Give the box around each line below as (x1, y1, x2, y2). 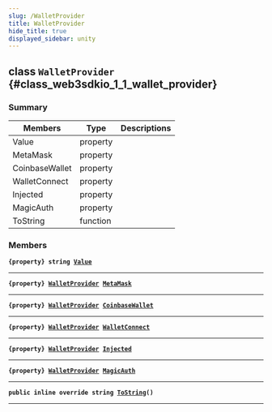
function (79, 215, 112, 226)
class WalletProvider (8, 64, 115, 78)
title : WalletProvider (8, 19, 85, 28)
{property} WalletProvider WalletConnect (8, 324, 151, 332)
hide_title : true (8, 27, 67, 35)
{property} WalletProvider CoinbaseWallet (8, 302, 154, 310)
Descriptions (120, 122, 172, 134)
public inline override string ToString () (8, 388, 154, 397)
